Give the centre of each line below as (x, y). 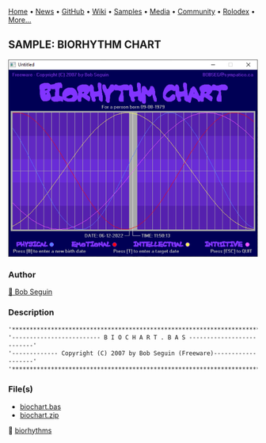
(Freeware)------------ (217, 353)
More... (20, 20)
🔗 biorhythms (30, 430)
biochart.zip (39, 414)
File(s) (21, 389)
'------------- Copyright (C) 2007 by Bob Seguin (92, 353)
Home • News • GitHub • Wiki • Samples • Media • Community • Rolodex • (132, 11)
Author (22, 274)
